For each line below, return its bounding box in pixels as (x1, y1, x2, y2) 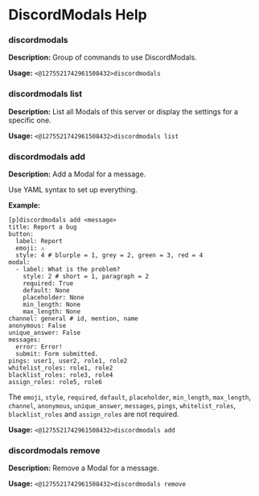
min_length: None (23, 300, 81, 309)
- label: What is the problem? (15, 266, 121, 274)
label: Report (15, 238, 63, 246)
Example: (8, 200, 41, 210)
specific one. (8, 115, 51, 125)
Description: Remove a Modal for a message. (8, 463, 159, 473)
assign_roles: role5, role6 (8, 378, 103, 386)
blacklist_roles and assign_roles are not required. (8, 409, 179, 420)
